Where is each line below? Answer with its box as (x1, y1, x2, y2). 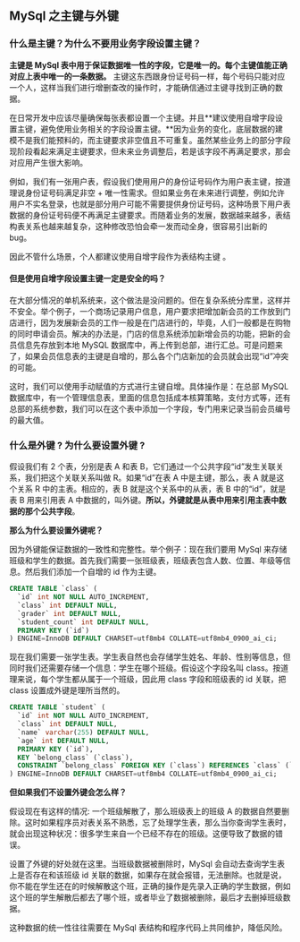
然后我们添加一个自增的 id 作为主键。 (24, 567, 162, 578)
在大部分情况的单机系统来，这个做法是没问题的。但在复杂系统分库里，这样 (9, 295, 283, 305)
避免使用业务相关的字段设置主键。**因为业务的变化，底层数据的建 (39, 124, 284, 134)
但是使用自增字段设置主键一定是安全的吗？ (9, 273, 166, 284)
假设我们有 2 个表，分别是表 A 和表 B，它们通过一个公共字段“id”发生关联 (9, 461, 277, 472)
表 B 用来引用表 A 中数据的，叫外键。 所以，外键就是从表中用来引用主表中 (9, 495, 279, 506)
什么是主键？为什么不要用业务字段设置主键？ (9, 38, 202, 50)
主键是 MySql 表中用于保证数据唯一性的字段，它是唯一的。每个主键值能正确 (9, 59, 288, 70)
